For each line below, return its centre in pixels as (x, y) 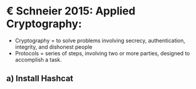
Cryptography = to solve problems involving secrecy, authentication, (100, 40)
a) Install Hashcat (40, 78)
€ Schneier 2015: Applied (71, 11)
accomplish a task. (38, 60)
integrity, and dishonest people (53, 47)
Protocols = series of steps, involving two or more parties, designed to (102, 53)
